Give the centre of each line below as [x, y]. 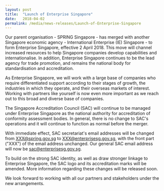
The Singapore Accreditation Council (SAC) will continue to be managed [78, 108]
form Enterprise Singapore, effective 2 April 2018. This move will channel [79, 48]
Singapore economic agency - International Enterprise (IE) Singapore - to [79, 43]
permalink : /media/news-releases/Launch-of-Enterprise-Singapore [73, 23]
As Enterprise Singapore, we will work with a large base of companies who [80, 78]
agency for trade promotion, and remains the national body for [68, 63]
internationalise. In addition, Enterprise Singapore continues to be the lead [80, 58]
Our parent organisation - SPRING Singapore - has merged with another [78, 37]
